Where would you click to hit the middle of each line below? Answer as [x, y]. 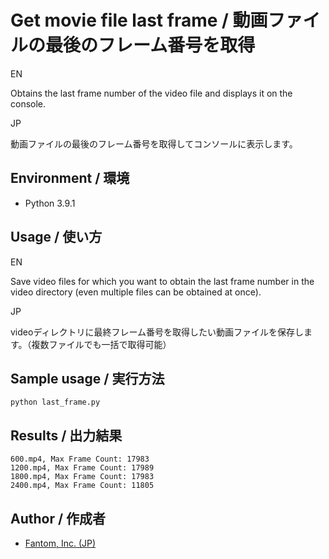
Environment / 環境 [70, 178]
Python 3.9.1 [50, 203]
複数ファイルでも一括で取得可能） [101, 344]
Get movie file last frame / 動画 [139, 20]
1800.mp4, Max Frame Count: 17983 [82, 477]
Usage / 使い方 [56, 237]
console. [28, 103]
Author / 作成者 [58, 518]
